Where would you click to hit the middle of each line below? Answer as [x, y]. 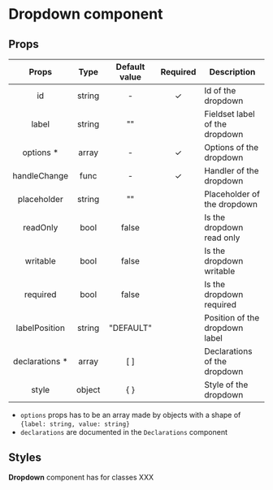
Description [232, 72]
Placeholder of [232, 194]
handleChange [41, 176]
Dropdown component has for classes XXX [81, 477]
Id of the [220, 90]
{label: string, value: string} [75, 424]
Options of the [232, 147]
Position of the [232, 318]
